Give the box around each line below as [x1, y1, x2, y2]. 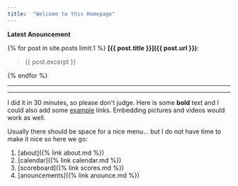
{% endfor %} [7, 71, 48, 80]
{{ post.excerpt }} [24, 58, 76, 66]
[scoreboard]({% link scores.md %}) [17, 163, 124, 172]
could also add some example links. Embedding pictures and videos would [7, 106, 225, 114]
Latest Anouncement [7, 30, 71, 38]
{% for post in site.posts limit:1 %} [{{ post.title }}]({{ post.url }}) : [7, 43, 200, 52]
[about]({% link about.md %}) [17, 148, 105, 157]
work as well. [7, 113, 46, 121]
